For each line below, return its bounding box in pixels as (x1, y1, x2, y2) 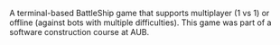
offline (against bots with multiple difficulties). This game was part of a (9, 17, 272, 28)
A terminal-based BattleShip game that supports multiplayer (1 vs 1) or (9, 8, 270, 18)
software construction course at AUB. (9, 27, 150, 37)
